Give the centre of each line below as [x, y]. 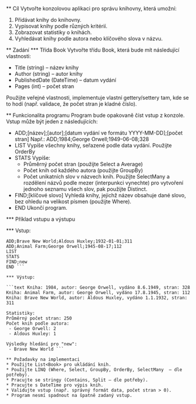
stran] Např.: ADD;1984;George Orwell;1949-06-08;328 [82, 139]
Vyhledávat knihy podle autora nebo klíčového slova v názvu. [89, 38]
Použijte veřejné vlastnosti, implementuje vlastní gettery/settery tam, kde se [97, 97]
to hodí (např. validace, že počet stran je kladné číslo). [72, 104]
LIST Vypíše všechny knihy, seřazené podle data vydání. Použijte [93, 145]
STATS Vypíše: [33, 158]
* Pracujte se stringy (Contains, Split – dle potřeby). [77, 380]
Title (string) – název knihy [47, 68]
